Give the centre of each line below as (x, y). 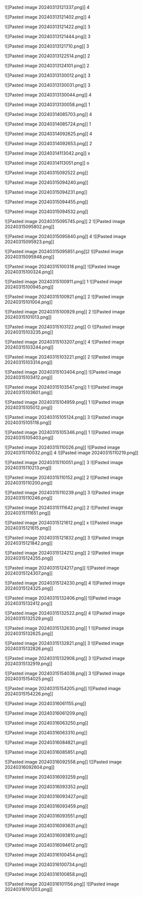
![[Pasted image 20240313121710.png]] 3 (47, 46)
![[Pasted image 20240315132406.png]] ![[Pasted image (63, 598)
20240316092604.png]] (30, 767)
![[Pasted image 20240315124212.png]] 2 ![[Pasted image (64, 553)
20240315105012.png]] (29, 407)
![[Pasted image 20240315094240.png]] (47, 182)
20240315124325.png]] (29, 588)
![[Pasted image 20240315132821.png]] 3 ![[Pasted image (64, 643)
